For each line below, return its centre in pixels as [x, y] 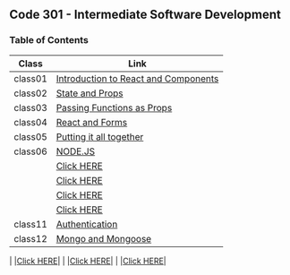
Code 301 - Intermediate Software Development [145, 15]
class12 [30, 238]
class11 [30, 224]
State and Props [90, 93]
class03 [30, 107]
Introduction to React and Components [137, 78]
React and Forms [92, 122]
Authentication [87, 224]
